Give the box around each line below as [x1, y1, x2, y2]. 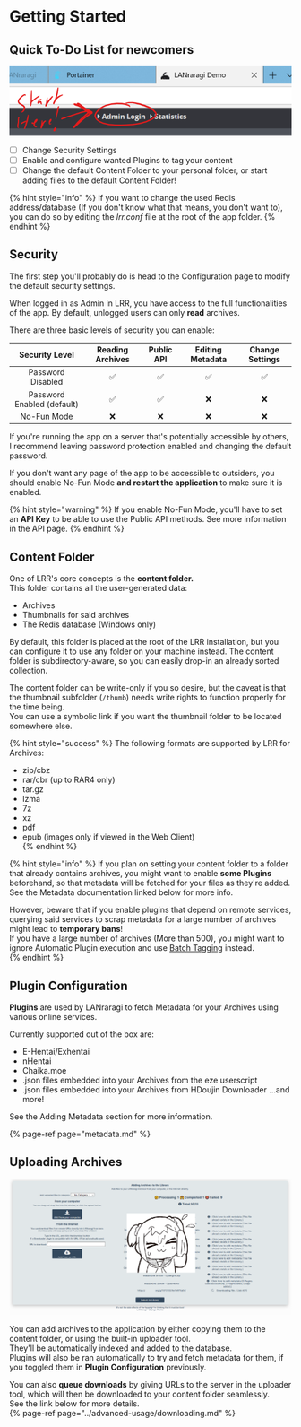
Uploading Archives [9, 1154, 123, 1170]
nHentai [21, 1056, 52, 1066]
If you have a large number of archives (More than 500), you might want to [9, 933, 285, 944]
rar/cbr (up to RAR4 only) [21, 774, 116, 786]
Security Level [19, 349, 74, 360]
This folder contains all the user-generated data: [9, 583, 188, 594]
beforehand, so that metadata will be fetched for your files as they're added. [9, 877, 291, 889]
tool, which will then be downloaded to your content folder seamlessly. [9, 1388, 271, 1399]
